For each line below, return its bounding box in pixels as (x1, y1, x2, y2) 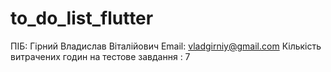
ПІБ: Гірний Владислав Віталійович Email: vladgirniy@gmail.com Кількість (10, 40, 322, 52)
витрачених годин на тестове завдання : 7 (10, 50, 191, 62)
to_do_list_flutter (10, 7, 154, 30)
